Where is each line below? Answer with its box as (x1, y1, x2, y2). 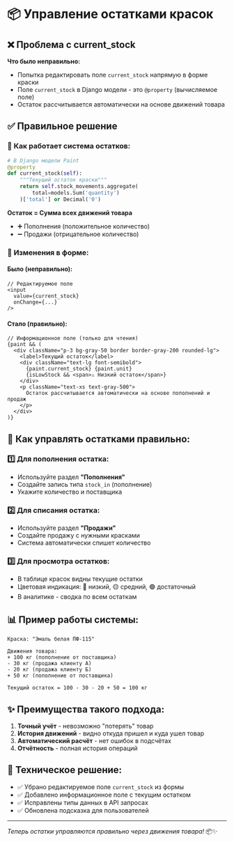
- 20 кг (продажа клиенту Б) (7, 666, 92, 673)
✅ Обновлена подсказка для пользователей (17, 806, 150, 814)
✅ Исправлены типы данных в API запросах (17, 798, 148, 806)
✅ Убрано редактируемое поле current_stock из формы (17, 782, 185, 791)
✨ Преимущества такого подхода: (7, 703, 165, 715)
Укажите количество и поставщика (17, 488, 123, 496)
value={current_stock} (13, 293, 79, 299)
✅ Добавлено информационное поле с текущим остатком (17, 790, 192, 799)
